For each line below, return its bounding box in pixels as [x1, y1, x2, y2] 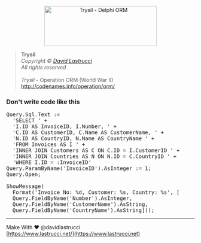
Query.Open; [6, 171, 41, 178]
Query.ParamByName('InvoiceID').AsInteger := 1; [6, 165, 151, 172]
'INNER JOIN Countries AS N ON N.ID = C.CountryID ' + [12, 153, 177, 160]
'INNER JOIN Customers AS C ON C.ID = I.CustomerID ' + [12, 147, 180, 154]
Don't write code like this [6, 98, 80, 106]
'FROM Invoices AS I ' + [12, 141, 86, 148]
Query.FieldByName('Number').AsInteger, [12, 195, 133, 202]
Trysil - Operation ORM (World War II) [20, 77, 114, 83]
